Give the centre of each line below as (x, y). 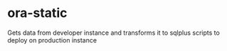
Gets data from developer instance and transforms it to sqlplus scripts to (114, 33)
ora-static (37, 13)
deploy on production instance (52, 40)
